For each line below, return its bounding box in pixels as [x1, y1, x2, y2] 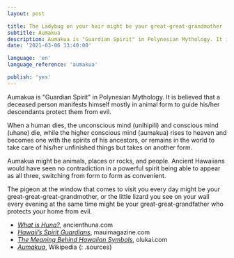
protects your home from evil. [7, 207, 93, 216]
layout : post [7, 10, 45, 17]
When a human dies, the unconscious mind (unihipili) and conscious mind [7, 121, 219, 129]
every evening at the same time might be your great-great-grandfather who [7, 200, 224, 208]
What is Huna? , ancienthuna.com [17, 220, 114, 229]
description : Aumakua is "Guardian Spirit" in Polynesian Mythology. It [7, 35, 223, 42]
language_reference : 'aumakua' [7, 61, 98, 68]
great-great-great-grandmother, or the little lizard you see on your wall [7, 192, 210, 200]
